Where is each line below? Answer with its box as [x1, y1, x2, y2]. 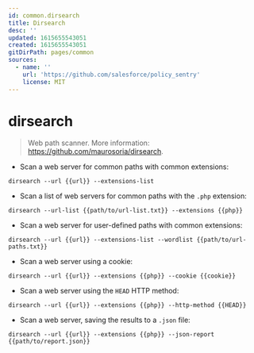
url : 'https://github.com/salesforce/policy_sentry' [22, 71, 201, 79]
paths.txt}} [8, 243, 48, 251]
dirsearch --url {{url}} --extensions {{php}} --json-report [8, 331, 215, 339]
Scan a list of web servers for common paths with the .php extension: [19, 191, 248, 201]
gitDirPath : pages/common [8, 48, 94, 56]
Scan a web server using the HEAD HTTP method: [19, 286, 179, 296]
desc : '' [8, 26, 37, 34]
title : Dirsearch [8, 19, 66, 27]
